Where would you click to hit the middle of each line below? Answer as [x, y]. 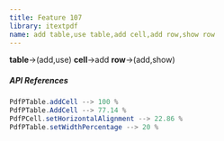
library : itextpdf [44, 26]
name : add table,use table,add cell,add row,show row [112, 34]
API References [39, 80]
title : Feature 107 [46, 18]
